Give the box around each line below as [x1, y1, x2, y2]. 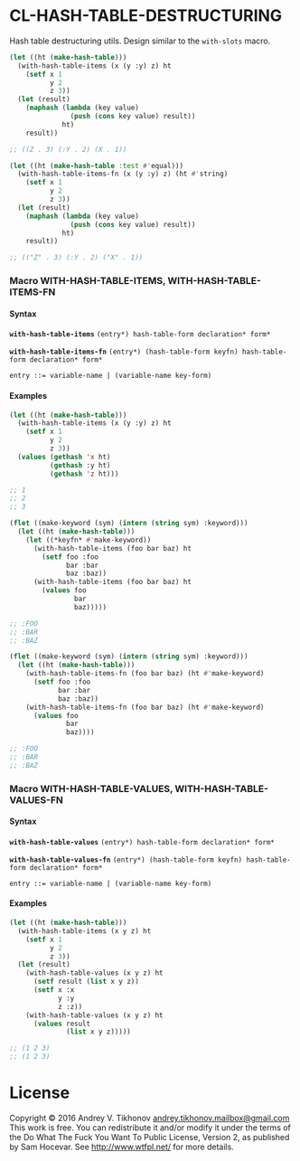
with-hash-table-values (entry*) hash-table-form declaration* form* [9, 837, 276, 846]
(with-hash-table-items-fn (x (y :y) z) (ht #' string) [17, 169, 229, 179]
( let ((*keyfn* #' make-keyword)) [25, 535, 152, 544]
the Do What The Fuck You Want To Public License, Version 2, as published [9, 1132, 290, 1143]
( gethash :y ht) [49, 460, 111, 470]
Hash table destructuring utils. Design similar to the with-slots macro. [9, 35, 271, 46]
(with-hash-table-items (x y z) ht [17, 926, 152, 936]
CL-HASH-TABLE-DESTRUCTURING [9, 5, 283, 26]
